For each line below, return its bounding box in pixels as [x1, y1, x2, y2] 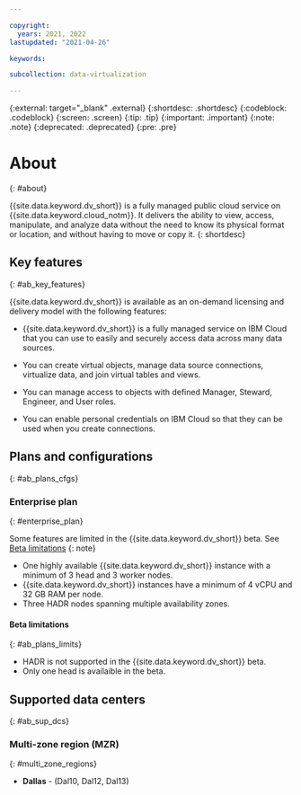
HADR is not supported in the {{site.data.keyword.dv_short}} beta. [22, 657, 267, 667]
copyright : [9, 21, 50, 30]
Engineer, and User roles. [22, 396, 117, 407]
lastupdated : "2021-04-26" [9, 38, 111, 47]
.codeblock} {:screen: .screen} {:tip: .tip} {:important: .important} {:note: [9, 112, 276, 123]
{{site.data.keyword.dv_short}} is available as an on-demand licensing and [9, 296, 285, 306]
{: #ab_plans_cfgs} [9, 473, 79, 483]
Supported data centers [9, 692, 146, 707]
